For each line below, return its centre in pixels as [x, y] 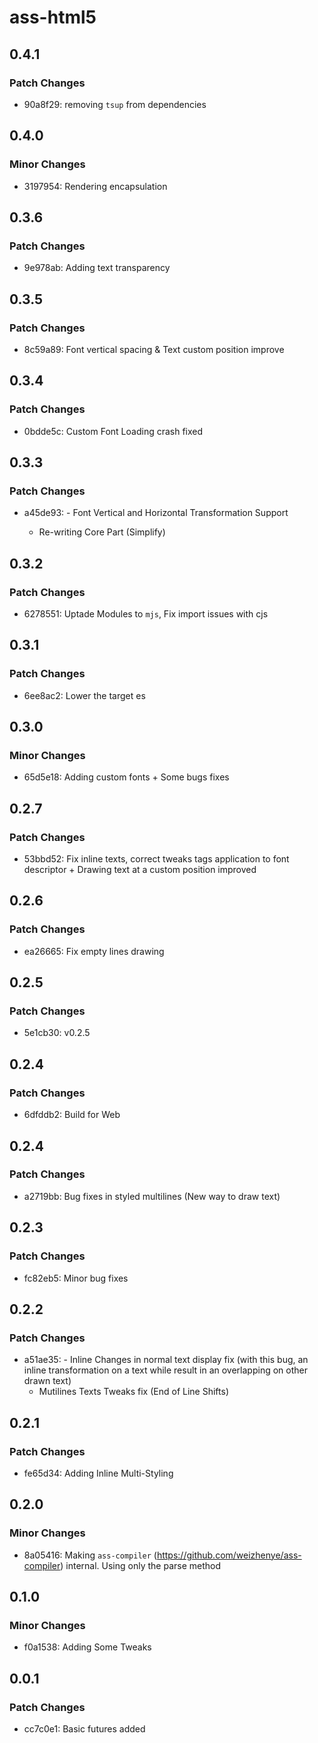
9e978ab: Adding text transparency [97, 268]
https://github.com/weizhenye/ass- [229, 1555]
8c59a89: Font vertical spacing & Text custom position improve [154, 349]
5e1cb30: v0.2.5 [57, 1033]
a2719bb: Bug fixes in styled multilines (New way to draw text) [152, 1196]
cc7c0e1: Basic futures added [84, 1728]
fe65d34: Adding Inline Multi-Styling [98, 1473]
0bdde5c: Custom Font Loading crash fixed [113, 431]
